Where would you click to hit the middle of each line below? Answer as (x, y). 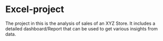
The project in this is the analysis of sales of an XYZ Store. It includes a (80, 23)
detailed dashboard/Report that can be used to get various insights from (81, 28)
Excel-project (35, 9)
